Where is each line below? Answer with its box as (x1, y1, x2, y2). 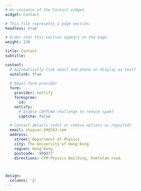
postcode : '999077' (14, 151, 55, 156)
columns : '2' (10, 178, 37, 183)
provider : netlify (14, 90, 53, 95)
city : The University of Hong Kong (14, 141, 89, 146)
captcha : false (18, 114, 51, 119)
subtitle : (5, 53, 26, 58)
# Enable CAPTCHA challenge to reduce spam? (18, 109, 114, 114)
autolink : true (10, 71, 42, 77)
